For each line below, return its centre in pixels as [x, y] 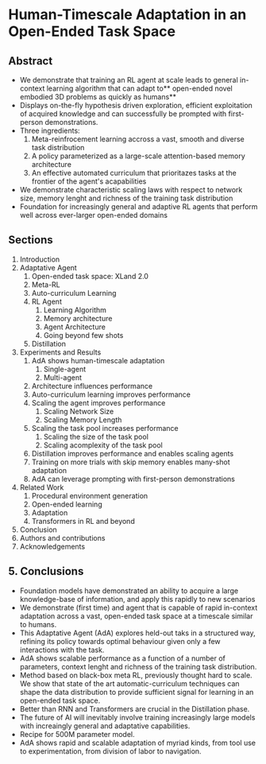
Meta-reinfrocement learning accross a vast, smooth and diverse [138, 139]
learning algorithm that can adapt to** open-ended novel [139, 88]
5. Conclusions [46, 571]
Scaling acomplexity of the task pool [103, 445]
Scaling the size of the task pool [96, 436]
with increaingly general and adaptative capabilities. [105, 726]
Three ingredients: [50, 130]
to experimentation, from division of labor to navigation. [110, 751]
